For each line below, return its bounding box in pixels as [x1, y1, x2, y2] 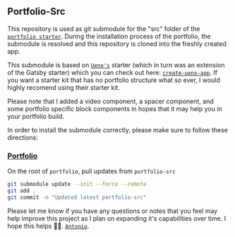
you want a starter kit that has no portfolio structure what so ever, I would [7, 76, 221, 84]
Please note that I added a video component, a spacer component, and [7, 97, 214, 105]
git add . [7, 187, 37, 194]
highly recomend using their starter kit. [7, 83, 120, 91]
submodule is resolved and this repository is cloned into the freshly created [7, 39, 227, 48]
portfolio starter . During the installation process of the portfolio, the [7, 32, 211, 40]
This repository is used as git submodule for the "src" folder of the [7, 24, 200, 33]
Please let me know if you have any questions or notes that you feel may [7, 207, 218, 215]
